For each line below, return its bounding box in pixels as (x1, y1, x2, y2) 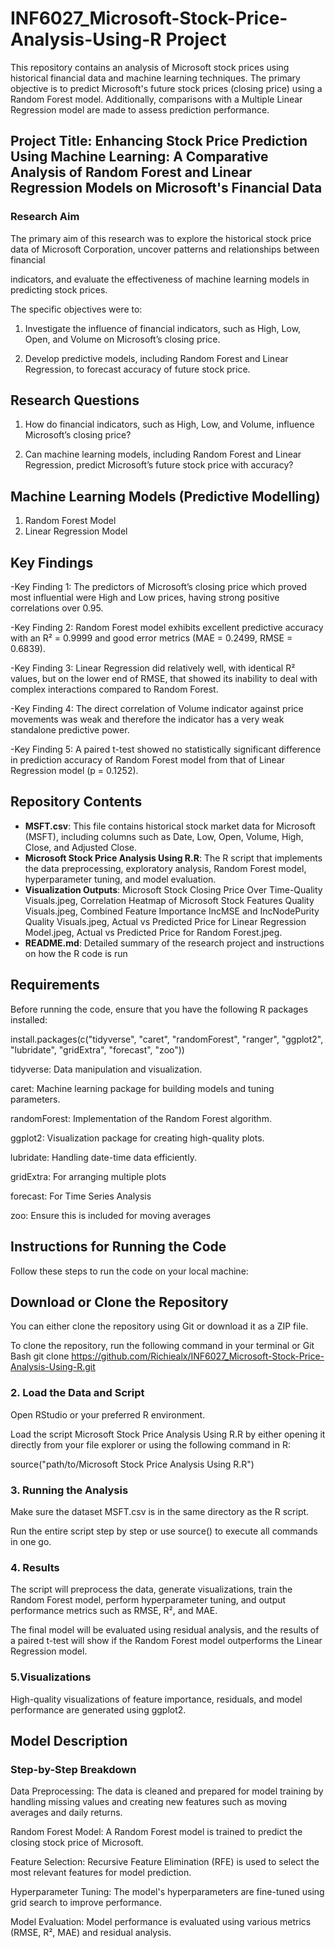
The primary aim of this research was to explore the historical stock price (10, 232, 312, 244)
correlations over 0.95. (10, 602, 104, 614)
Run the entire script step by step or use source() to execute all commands (10, 1525, 318, 1537)
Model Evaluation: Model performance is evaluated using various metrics (10, 1916, 312, 1928)
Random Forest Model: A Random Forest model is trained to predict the (10, 1826, 303, 1838)
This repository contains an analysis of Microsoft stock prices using (10, 61, 290, 73)
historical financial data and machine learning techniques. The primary (10, 72, 301, 84)
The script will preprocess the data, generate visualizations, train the (10, 1583, 293, 1596)
